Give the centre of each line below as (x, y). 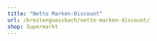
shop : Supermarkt (33, 26)
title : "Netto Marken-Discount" (55, 14)
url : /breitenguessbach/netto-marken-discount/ (79, 20)
